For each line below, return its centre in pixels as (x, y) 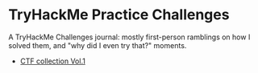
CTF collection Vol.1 (53, 61)
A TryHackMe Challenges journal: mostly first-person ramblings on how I (129, 37)
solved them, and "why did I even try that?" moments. (98, 45)
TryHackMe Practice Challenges (119, 15)
